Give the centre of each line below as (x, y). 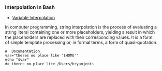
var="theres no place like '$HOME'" (42, 56)
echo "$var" (17, 60)
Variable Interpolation (33, 18)
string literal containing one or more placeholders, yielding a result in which (80, 32)
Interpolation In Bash (30, 7)
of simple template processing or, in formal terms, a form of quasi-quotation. (81, 43)
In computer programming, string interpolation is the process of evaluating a (81, 27)
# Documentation (22, 51)
